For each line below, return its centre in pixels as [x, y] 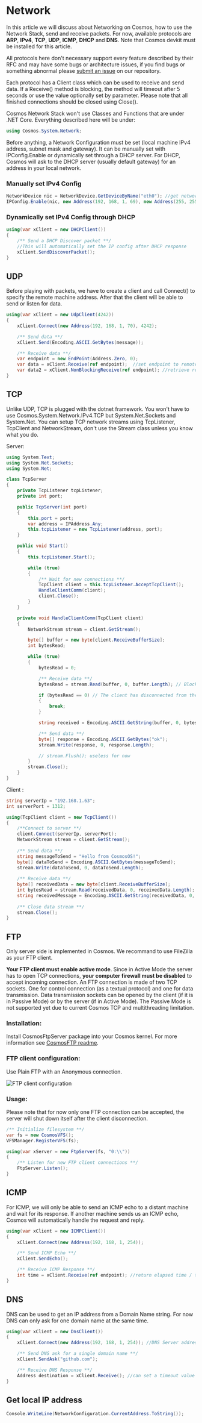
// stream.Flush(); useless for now [84, 756]
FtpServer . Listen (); [43, 1168]
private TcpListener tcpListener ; [60, 491]
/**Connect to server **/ [50, 828]
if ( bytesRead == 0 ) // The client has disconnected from [112, 695]
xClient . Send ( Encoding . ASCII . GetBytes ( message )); [81, 342]
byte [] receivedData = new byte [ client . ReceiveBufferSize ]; [94, 884]
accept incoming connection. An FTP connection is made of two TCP [92, 982]
